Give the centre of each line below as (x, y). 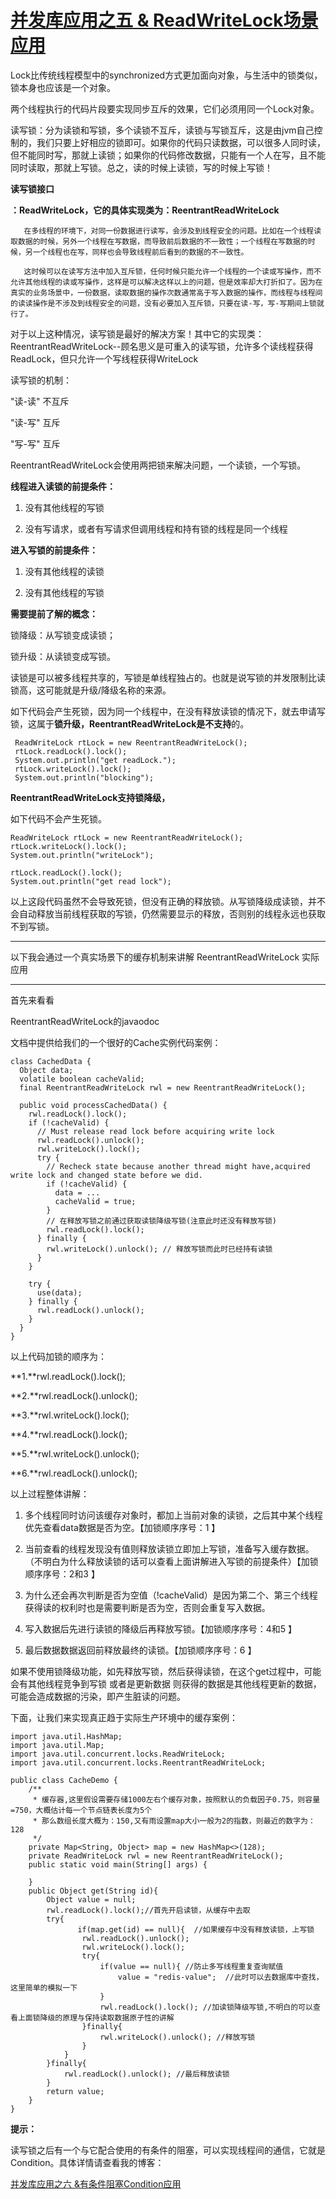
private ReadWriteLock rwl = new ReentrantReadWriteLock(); (156, 1856)
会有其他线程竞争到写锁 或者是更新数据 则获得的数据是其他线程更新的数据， (166, 1683)
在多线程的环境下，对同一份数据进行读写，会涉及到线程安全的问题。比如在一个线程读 (172, 231)
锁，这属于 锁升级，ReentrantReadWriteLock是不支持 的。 (130, 723)
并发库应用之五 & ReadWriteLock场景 (164, 20)
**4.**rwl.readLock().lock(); (69, 1434)
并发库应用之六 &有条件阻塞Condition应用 (96, 2183)
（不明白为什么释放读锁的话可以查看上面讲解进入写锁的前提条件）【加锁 (171, 1561)
